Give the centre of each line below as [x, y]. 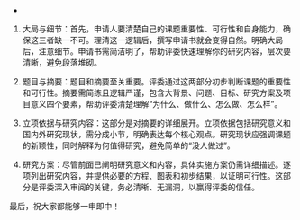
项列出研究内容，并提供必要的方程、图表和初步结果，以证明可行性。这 [153, 176]
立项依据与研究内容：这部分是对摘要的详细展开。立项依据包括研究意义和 [156, 123]
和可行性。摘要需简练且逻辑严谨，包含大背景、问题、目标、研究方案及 [153, 92]
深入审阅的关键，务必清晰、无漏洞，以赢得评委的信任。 [156, 187]
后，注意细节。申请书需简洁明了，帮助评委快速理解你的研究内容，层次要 [156, 51]
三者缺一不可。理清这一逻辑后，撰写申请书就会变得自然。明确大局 [161, 40]
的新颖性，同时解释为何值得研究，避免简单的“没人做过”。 [129, 145]
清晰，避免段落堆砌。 [62, 62]
